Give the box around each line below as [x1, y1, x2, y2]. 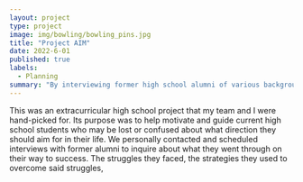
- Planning [17, 72, 59, 81]
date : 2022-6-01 [9, 47, 70, 56]
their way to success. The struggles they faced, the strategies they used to [9, 152, 288, 163]
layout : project [9, 13, 70, 23]
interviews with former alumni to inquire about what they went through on [9, 143, 282, 154]
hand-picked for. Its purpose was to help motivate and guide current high [9, 114, 281, 125]
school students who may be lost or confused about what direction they [9, 123, 277, 135]
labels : [9, 64, 39, 73]
